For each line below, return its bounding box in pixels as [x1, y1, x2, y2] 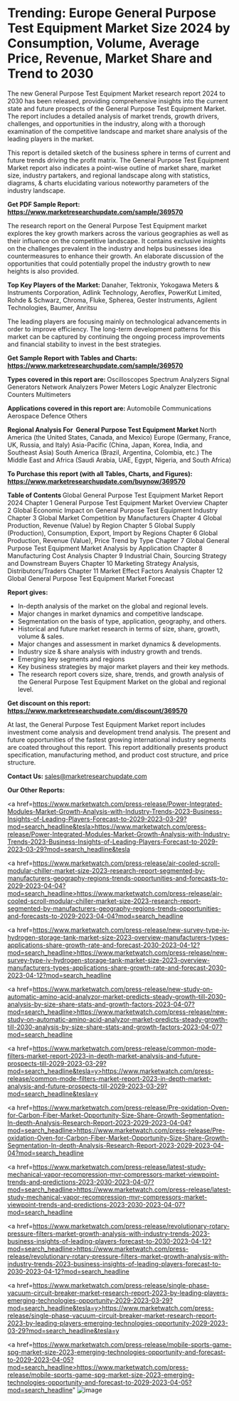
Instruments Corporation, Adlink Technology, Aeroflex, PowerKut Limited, [7, 288, 222, 296]
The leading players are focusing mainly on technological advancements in [7, 317, 227, 326]
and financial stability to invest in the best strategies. [7, 340, 161, 348]
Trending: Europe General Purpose [7, 5, 217, 21]
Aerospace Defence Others [7, 411, 87, 420]
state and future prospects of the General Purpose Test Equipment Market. [7, 104, 227, 113]
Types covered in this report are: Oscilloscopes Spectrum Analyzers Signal [7, 375, 230, 383]
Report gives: [7, 588, 48, 596]
